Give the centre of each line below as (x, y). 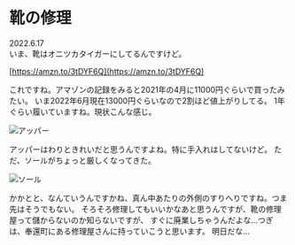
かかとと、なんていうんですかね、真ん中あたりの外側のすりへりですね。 (141, 198)
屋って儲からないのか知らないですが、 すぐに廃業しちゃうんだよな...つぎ (141, 220)
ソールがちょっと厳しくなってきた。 (90, 160)
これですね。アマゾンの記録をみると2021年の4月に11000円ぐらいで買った (143, 89)
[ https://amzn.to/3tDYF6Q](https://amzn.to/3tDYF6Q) (107, 71)
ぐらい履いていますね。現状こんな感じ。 (83, 111)
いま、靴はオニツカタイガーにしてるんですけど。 (98, 53)
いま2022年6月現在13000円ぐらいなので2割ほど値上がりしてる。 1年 (159, 100)
